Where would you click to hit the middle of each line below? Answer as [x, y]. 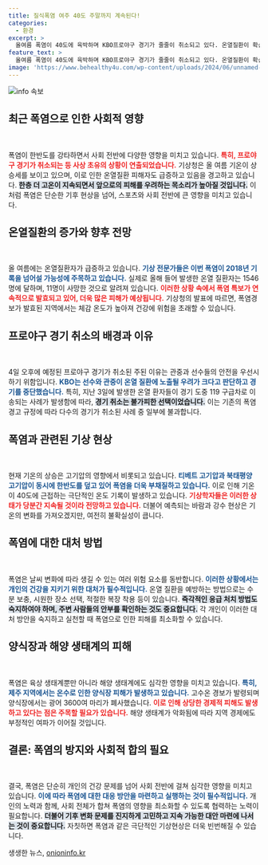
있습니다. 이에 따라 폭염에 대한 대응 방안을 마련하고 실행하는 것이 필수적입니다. [128, 796]
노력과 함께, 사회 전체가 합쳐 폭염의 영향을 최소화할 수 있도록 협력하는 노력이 [141, 806]
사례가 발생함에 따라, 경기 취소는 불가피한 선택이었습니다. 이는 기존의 [135, 402]
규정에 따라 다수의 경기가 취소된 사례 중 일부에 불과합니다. [112, 412]
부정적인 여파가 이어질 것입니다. [57, 722]
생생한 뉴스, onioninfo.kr [47, 853]
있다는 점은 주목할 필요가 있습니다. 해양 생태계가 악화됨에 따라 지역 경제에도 [139, 712]
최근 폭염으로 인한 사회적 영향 [76, 119]
